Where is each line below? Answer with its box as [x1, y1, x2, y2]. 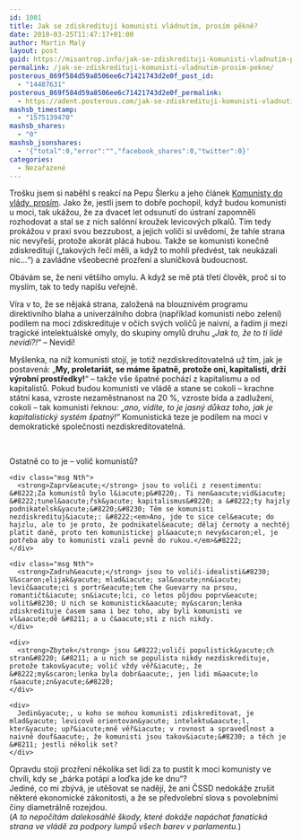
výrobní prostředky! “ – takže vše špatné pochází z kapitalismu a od [9, 373, 261, 384]
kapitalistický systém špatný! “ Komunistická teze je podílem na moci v [9, 412, 269, 423]
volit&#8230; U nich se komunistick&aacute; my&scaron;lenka [9, 599, 243, 608]
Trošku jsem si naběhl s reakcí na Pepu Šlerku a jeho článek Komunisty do [9, 188, 284, 198]
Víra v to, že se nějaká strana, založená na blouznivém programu [9, 299, 248, 310]
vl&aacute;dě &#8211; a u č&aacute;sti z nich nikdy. [9, 615, 215, 624]
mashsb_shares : [9, 122, 66, 131]
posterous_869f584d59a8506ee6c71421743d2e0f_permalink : [9, 88, 222, 97]
